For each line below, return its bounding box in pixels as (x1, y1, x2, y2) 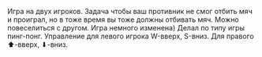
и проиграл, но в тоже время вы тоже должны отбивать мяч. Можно (7, 15, 240, 24)
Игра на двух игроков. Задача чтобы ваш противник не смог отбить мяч (7, 7, 253, 16)
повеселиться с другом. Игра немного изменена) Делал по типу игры (7, 23, 245, 32)
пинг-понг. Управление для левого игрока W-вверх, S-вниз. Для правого (7, 31, 254, 41)
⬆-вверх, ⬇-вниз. (7, 40, 69, 49)
